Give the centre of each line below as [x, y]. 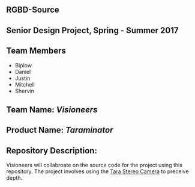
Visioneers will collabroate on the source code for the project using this [94, 165]
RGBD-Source [33, 10]
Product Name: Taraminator [60, 130]
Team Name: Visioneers [52, 110]
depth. [14, 178]
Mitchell [25, 84]
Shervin [25, 91]
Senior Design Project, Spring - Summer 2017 [92, 30]
